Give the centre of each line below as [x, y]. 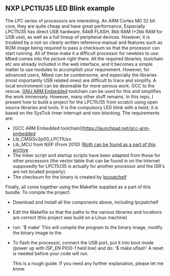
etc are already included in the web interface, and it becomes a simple [79, 64]
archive [21, 149]
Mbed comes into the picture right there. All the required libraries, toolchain [84, 59]
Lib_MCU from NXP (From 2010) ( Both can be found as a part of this [84, 144]
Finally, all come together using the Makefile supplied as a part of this [78, 187]
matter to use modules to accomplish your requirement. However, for [78, 69]
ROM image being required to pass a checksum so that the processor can [83, 47]
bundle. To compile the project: [38, 192]
